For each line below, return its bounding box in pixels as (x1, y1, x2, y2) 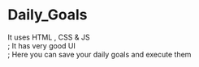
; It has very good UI (7, 40, 76, 50)
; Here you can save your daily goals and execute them (7, 49, 192, 59)
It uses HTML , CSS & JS (7, 32, 90, 42)
